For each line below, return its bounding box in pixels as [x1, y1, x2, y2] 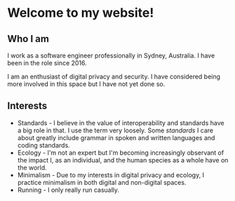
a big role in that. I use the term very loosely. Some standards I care [17, 126, 214, 134]
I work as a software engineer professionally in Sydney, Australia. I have [7, 51, 215, 60]
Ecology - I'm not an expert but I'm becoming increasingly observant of [17, 148, 224, 157]
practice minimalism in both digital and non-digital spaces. [17, 178, 187, 186]
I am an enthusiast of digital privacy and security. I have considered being [7, 72, 221, 81]
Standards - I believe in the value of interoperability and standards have [17, 118, 224, 127]
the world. [17, 163, 47, 172]
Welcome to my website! [7, 5, 154, 21]
